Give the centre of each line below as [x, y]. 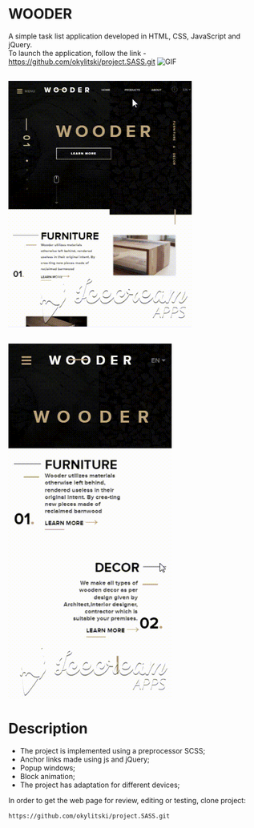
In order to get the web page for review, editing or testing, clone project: [127, 800]
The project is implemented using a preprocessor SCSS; [113, 750]
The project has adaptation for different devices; [100, 785]
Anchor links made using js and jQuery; [85, 759]
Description [48, 729]
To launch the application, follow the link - [77, 53]
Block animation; [47, 776]
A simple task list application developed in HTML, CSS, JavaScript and [125, 36]
